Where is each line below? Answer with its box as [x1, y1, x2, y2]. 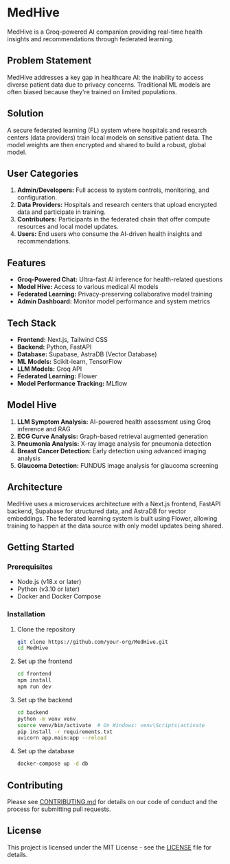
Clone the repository [16, 625, 76, 634]
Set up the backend [16, 695, 73, 704]
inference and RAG [16, 424, 71, 433]
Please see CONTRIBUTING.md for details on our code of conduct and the [7, 798, 218, 806]
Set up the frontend [16, 657, 73, 665]
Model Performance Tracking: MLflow [16, 380, 128, 387]
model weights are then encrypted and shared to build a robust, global [7, 140, 206, 149]
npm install [16, 677, 51, 684]
